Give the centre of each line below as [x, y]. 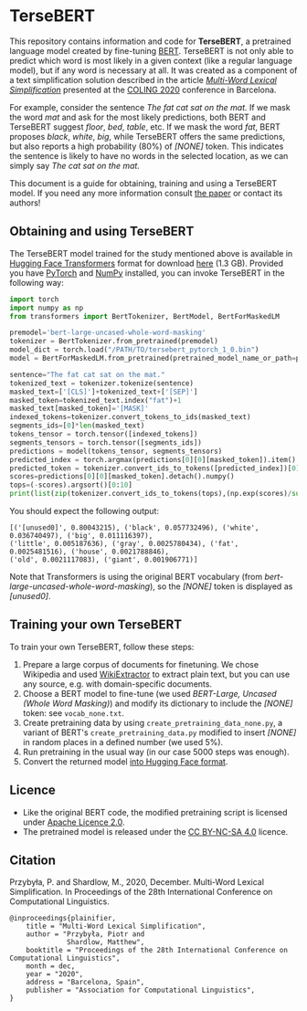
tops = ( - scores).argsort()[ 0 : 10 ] [71, 485]
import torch [34, 299]
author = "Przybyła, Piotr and [85, 934]
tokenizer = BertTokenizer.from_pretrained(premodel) [114, 342]
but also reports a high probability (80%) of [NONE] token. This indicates [147, 146]
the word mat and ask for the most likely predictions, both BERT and [138, 117]
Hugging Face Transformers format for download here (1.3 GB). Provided [147, 263]
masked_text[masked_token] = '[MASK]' [79, 409]
